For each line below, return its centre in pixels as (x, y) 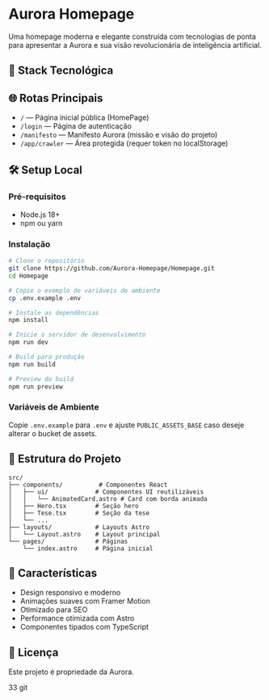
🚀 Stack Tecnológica (61, 71)
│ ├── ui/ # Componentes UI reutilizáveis (106, 492)
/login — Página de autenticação (76, 126)
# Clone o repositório (46, 261)
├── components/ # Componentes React (88, 485)
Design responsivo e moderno (70, 592)
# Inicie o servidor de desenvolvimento (78, 335)
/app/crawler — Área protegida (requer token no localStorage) (124, 143)
